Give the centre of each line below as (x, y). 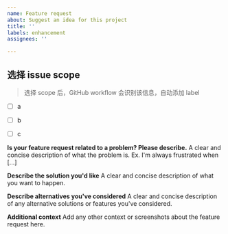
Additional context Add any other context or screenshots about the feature (114, 217)
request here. (26, 224)
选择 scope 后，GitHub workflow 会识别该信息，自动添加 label (112, 92)
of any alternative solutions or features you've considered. (90, 204)
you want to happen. (36, 183)
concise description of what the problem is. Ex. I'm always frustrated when (113, 155)
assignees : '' (27, 39)
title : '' (21, 26)
